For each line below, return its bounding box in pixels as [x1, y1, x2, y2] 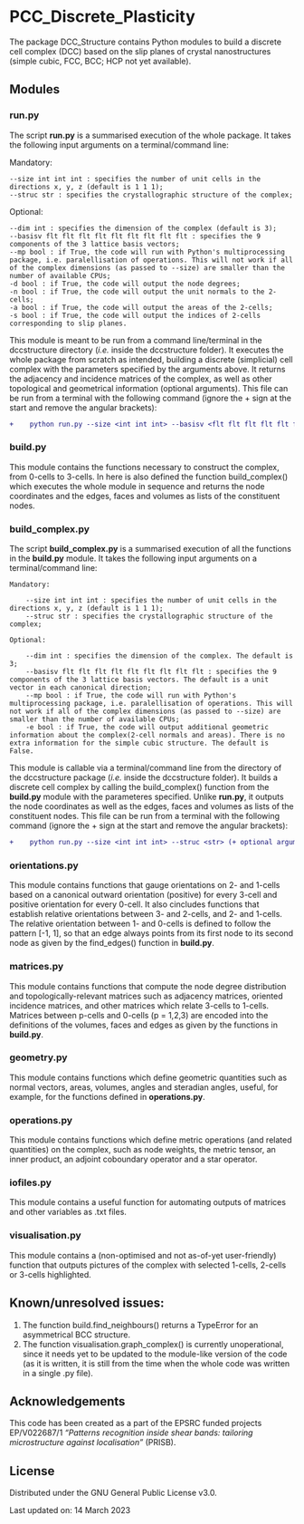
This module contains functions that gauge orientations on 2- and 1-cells [9, 880, 280, 891]
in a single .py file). [22, 1367, 93, 1378]
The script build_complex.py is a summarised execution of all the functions [9, 544, 292, 555]
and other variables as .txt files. [9, 1207, 127, 1218]
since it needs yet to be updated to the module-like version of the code [22, 1348, 288, 1359]
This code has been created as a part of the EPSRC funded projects [9, 1418, 262, 1429]
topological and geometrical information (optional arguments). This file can [9, 382, 289, 393]
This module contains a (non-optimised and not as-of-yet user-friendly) [9, 1249, 277, 1260]
